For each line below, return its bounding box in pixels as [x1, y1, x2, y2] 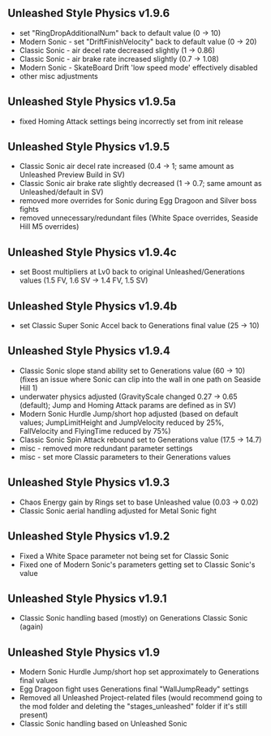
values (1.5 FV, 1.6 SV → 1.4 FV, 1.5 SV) [19, 275, 148, 285]
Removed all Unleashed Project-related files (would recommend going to [19, 693, 263, 703]
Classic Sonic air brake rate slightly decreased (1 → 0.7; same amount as [19, 179, 262, 188]
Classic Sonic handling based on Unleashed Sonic [19, 719, 187, 729]
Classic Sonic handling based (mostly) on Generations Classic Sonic [19, 613, 248, 623]
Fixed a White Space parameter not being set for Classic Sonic [19, 551, 230, 561]
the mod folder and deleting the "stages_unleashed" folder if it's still [19, 702, 247, 712]
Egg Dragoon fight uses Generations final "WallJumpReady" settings [19, 684, 249, 694]
